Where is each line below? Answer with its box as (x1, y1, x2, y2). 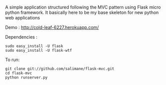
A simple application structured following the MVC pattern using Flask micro (5, 4, 161, 10)
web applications (5, 15, 40, 20)
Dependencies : (5, 34, 38, 40)
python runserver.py (5, 75, 48, 80)
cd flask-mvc (5, 71, 32, 76)
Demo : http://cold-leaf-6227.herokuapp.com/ (5, 24, 99, 30)
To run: (5, 57, 20, 63)
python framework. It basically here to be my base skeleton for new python (5, 9, 159, 15)
